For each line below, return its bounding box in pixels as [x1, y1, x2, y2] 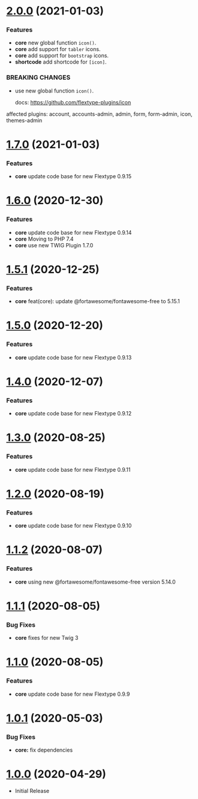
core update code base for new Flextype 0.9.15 [14, 173, 132, 180]
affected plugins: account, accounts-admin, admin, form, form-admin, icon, [6, 110, 193, 118]
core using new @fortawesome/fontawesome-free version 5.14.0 [14, 578, 176, 585]
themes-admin [6, 116, 43, 124]
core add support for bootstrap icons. [14, 52, 109, 59]
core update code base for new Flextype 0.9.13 [14, 354, 132, 361]
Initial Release [14, 788, 50, 795]
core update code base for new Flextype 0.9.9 [14, 690, 130, 698]
